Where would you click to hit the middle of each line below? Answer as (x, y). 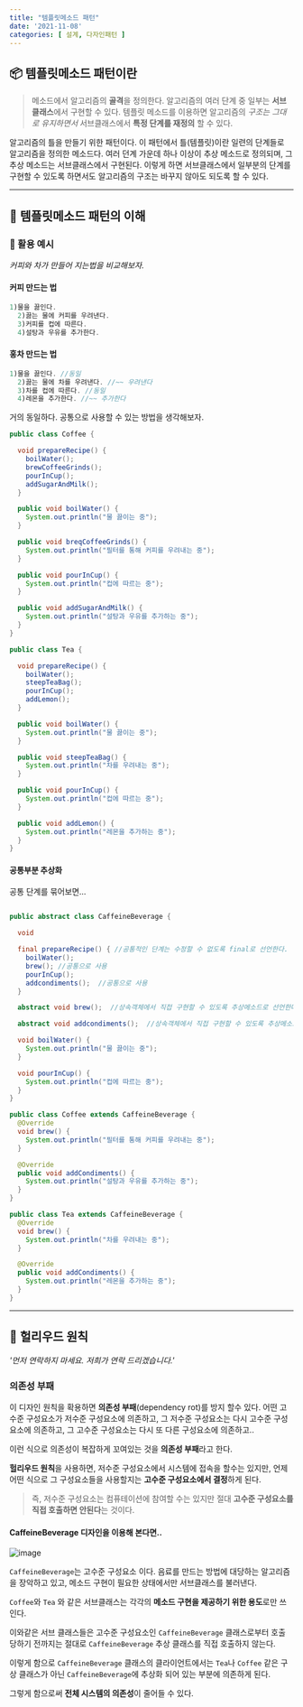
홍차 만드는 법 (33, 354)
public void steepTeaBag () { (72, 757)
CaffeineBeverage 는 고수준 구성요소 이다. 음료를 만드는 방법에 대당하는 (134, 1572)
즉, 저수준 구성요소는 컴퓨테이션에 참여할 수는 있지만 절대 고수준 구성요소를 (162, 1498)
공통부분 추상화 (36, 870)
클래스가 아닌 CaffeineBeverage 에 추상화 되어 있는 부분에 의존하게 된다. (145, 1675)
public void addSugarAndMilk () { (80, 608)
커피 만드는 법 (33, 288)
